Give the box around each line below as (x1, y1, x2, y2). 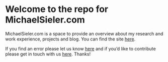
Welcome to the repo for (5, 3, 109, 15)
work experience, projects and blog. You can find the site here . (5, 36, 136, 42)
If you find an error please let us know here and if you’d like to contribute (5, 45, 156, 51)
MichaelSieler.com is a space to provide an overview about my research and (5, 30, 163, 36)
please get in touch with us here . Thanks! (5, 51, 91, 57)
